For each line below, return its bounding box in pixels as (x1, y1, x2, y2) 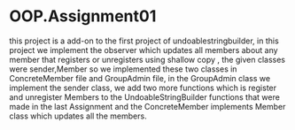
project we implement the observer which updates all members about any (9, 44, 278, 55)
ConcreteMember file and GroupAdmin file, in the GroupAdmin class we (9, 73, 271, 83)
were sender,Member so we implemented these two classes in (9, 64, 237, 74)
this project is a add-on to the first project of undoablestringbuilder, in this (9, 35, 279, 46)
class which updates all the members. (9, 111, 148, 121)
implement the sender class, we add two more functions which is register (9, 82, 277, 93)
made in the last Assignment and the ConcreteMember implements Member (9, 101, 286, 111)
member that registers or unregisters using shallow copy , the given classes (9, 54, 286, 65)
